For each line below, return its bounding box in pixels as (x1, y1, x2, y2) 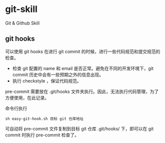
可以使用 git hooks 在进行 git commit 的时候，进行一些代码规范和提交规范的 (5, 48, 160, 54)
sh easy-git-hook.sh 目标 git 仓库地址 (5, 116, 84, 121)
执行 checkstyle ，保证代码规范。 (12, 77, 81, 83)
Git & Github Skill (5, 20, 40, 26)
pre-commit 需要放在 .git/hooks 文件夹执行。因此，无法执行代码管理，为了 (5, 88, 159, 94)
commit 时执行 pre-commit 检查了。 (5, 131, 79, 138)
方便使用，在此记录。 (5, 94, 49, 100)
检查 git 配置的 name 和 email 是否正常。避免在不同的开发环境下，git (12, 65, 154, 71)
